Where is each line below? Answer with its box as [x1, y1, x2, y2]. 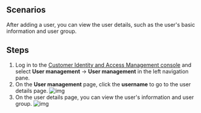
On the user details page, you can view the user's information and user [15, 94, 194, 101]
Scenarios [6, 5, 46, 15]
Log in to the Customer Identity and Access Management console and [15, 61, 192, 69]
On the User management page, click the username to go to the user [15, 80, 191, 87]
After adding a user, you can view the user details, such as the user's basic [6, 21, 196, 28]
